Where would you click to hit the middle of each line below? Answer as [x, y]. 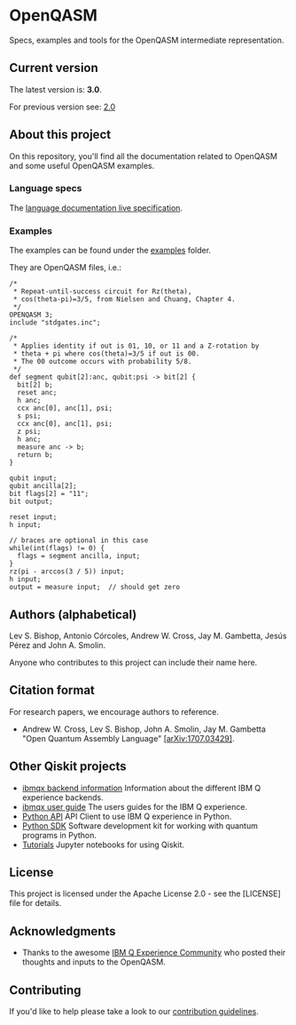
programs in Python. [59, 835]
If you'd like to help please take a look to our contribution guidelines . [134, 1012]
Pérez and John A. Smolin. [58, 645]
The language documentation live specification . [96, 208]
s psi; [29, 416]
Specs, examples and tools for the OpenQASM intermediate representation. [147, 40]
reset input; [33, 517]
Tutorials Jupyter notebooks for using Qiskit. [103, 845]
